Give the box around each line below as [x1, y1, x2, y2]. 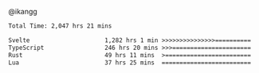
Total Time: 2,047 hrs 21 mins [8, 22, 112, 30]
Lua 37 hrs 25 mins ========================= [8, 59, 251, 67]
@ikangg [8, 7, 37, 16]
